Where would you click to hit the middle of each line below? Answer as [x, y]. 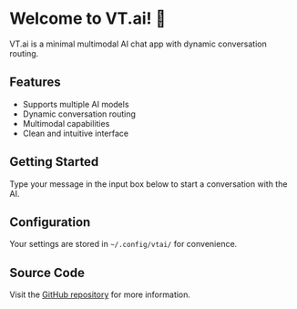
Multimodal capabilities [66, 123]
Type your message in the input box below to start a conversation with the [148, 184]
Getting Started [54, 162]
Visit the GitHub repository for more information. [100, 294]
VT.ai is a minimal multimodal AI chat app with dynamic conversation [138, 44]
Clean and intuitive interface [76, 133]
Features [35, 82]
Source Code [47, 273]
